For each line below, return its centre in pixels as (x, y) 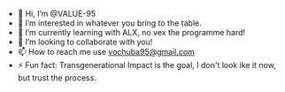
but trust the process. (57, 78)
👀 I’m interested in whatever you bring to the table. (109, 23)
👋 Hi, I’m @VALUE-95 (57, 14)
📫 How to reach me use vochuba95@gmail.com (106, 52)
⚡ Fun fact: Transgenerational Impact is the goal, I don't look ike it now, (146, 65)
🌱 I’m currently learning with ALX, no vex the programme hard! (131, 32)
